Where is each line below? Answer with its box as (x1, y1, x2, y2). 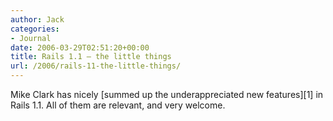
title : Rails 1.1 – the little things (10, 52, 172, 62)
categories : (10, 24, 60, 34)
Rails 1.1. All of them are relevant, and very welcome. (10, 99, 226, 111)
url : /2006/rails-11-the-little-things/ (10, 61, 182, 71)
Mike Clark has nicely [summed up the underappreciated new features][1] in (10, 89, 324, 100)
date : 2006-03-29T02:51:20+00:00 (10, 42, 150, 53)
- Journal (10, 33, 52, 43)
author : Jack (10, 14, 65, 25)
